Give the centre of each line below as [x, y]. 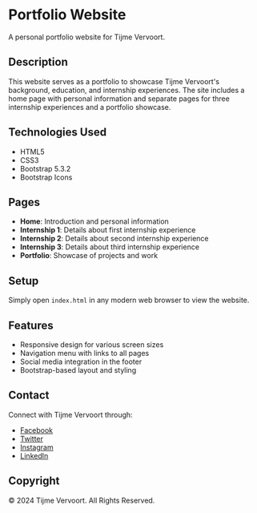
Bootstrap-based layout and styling [78, 370]
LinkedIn [34, 455]
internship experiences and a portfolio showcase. [90, 107]
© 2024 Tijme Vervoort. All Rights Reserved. [82, 500]
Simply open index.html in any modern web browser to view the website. [129, 300]
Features [31, 325]
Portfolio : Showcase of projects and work [89, 256]
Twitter [32, 438]
